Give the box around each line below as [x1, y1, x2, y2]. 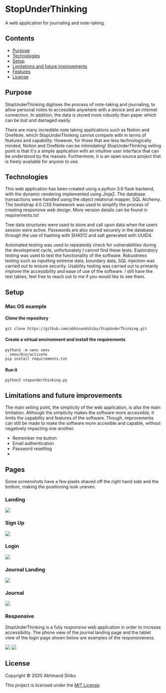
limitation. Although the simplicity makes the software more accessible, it [5, 410, 155, 416]
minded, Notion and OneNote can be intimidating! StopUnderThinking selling [5, 142, 162, 148]
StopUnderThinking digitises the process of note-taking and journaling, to [5, 101, 156, 107]
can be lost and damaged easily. [5, 117, 71, 123]
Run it [5, 367, 17, 373]
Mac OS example [5, 303, 47, 310]
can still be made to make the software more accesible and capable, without [5, 420, 161, 426]
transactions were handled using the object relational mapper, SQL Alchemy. [5, 196, 162, 202]
